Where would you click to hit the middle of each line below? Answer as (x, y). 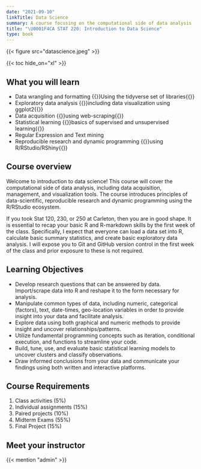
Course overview (39, 167)
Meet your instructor (46, 445)
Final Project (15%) (38, 426)
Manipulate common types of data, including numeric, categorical (96, 303)
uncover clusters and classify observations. (69, 354)
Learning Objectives (45, 270)
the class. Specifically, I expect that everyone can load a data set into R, (95, 231)
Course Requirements (48, 386)
